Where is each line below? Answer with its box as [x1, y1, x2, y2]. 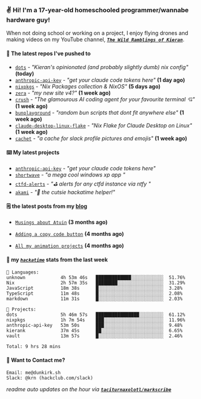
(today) [15, 70, 35, 77]
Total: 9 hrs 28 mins [6, 344, 61, 350]
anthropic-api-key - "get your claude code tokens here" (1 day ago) [15, 76, 185, 84]
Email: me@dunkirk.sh [6, 370, 61, 376]
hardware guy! [6, 15, 50, 24]
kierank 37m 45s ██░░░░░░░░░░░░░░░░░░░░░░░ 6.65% [6, 327, 183, 334]
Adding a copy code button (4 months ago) [15, 230, 124, 237]
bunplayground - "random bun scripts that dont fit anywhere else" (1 [15, 109, 185, 116]
